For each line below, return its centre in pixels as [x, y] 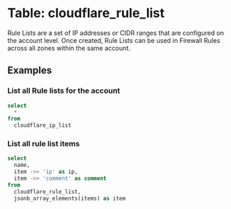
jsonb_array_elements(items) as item [70, 198]
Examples [30, 70]
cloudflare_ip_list [43, 126]
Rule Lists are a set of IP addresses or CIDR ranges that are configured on [116, 33]
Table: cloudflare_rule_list [86, 13]
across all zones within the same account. [69, 48]
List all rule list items [43, 144]
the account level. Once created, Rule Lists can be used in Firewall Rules [114, 40]
